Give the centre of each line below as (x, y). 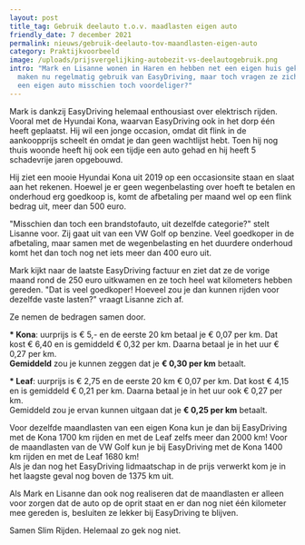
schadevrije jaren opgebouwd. (66, 159)
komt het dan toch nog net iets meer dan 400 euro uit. (110, 253)
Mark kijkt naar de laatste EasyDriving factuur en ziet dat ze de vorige (140, 270)
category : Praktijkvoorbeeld (64, 52)
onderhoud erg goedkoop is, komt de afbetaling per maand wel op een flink (151, 196)
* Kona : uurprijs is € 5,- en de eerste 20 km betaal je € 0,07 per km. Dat (144, 334)
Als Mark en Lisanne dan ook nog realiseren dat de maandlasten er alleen (147, 493)
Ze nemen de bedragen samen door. (78, 317)
